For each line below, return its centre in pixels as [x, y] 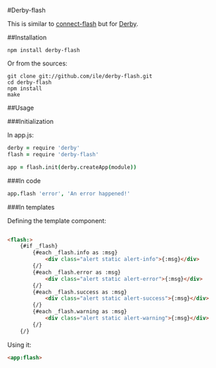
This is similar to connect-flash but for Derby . [73, 24]
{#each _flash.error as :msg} [77, 272]
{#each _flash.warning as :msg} [80, 312]
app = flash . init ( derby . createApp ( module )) [72, 167]
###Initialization [31, 121]
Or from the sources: [38, 63]
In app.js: [20, 135]
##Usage [21, 108]
